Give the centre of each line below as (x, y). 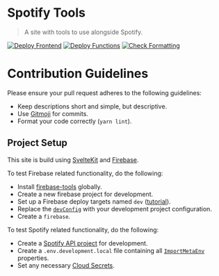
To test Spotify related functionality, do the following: (83, 229)
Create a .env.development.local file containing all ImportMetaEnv (111, 250)
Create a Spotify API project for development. (82, 243)
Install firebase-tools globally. (59, 186)
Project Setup (38, 143)
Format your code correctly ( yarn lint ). (74, 121)
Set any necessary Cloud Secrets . (66, 265)
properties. (33, 258)
